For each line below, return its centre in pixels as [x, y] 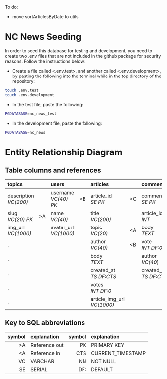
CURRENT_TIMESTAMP [118, 353]
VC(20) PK [20, 220]
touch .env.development [30, 95]
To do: [12, 7]
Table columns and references [53, 171]
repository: [23, 81]
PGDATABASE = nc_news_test [31, 114]
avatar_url [62, 227]
